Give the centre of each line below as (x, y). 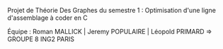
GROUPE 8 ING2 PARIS (41, 39)
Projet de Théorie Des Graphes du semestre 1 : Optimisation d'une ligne (111, 10)
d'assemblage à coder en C (48, 18)
